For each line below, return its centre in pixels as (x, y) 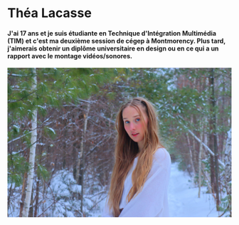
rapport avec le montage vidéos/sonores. (70, 56)
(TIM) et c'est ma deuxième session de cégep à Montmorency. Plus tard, (117, 41)
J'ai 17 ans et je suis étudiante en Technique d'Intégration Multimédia (112, 33)
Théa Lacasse (50, 13)
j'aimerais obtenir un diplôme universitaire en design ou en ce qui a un (113, 48)
